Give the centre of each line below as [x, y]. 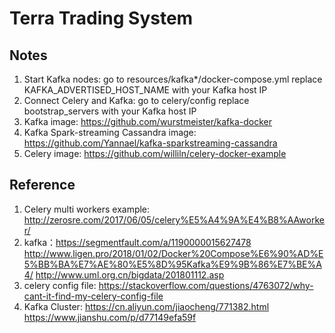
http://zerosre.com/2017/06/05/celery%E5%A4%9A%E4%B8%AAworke [174, 219]
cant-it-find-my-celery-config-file [93, 296]
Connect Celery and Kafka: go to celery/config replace [136, 100]
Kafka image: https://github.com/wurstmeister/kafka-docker [148, 121]
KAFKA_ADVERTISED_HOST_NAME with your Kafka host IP [145, 90]
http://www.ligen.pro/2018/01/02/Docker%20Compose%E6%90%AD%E [173, 253]
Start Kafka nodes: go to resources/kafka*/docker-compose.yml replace [173, 79]
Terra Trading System [101, 18]
